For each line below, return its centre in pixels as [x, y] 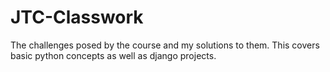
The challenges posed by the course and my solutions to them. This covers [165, 45]
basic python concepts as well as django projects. [113, 55]
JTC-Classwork [77, 17]
